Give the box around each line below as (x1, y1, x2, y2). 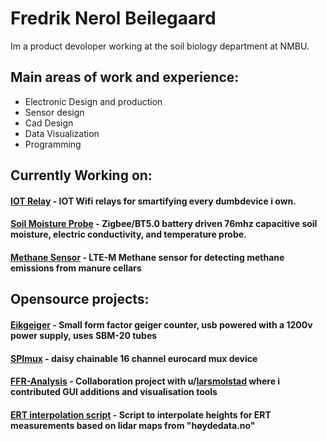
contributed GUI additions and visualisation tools (10, 386, 218, 398)
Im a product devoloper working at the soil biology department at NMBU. (10, 40, 310, 52)
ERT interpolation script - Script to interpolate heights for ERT (10, 408, 272, 421)
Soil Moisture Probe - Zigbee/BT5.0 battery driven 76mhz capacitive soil (10, 218, 318, 230)
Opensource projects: (10, 291, 150, 308)
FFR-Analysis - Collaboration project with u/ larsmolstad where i (10, 375, 281, 387)
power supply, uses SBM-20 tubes (10, 329, 158, 341)
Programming (24, 138, 82, 150)
